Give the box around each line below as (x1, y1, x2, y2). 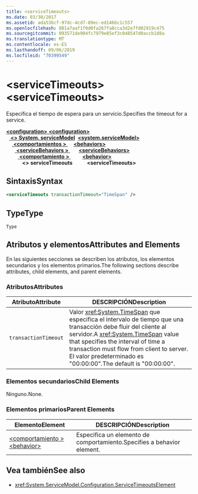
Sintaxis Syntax (6, 176, 63, 186)
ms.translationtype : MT (6, 36, 65, 42)
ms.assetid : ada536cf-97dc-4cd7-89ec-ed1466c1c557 (6, 19, 133, 25)
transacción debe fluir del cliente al (69, 323, 167, 331)
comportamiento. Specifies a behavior (76, 438, 180, 446)
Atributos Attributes (6, 283, 64, 291)
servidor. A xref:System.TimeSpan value (69, 330, 179, 338)
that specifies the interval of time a (69, 338, 165, 346)
